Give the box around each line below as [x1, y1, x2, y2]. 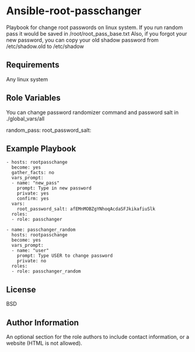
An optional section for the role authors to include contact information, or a [6, 334, 190, 340]
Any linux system [6, 75, 48, 83]
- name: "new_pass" [11, 180, 60, 186]
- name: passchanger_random [6, 227, 76, 233]
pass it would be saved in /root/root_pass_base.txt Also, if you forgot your [6, 30, 187, 37]
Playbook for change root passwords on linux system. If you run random [6, 24, 183, 31]
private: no [17, 258, 46, 264]
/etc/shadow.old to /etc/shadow [6, 43, 84, 50]
